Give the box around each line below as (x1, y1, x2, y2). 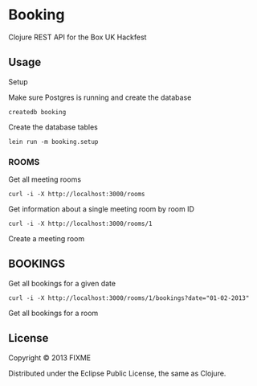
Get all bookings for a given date (8, 278, 116, 288)
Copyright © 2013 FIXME (8, 352, 91, 363)
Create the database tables (8, 122, 98, 132)
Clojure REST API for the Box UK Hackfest (8, 32, 147, 42)
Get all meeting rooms (8, 175, 82, 184)
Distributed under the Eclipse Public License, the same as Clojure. (8, 368, 226, 378)
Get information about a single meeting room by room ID (8, 204, 195, 214)
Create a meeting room (8, 234, 85, 244)
